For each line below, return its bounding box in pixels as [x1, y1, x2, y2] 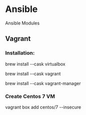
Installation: [5, 49, 35, 56]
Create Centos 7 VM [5, 92, 55, 99]
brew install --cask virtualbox [5, 61, 66, 67]
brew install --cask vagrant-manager [5, 80, 81, 86]
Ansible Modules [5, 20, 40, 26]
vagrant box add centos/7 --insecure [5, 104, 81, 110]
